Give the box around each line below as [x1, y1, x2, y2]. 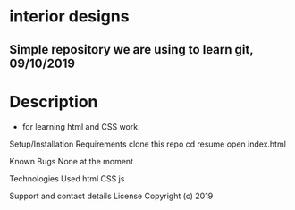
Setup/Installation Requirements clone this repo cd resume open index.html [9, 139, 286, 149]
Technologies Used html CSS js [9, 172, 125, 184]
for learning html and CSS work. [21, 121, 140, 131]
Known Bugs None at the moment [9, 155, 134, 166]
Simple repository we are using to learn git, [9, 42, 254, 57]
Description [9, 91, 98, 112]
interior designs [9, 6, 130, 27]
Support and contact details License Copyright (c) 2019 [9, 190, 214, 201]
